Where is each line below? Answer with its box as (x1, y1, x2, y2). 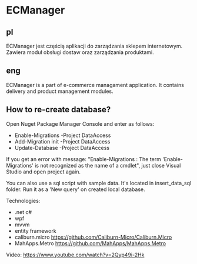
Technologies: (6, 197, 41, 204)
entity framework (14, 227, 57, 234)
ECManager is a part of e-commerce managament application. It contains (6, 81, 184, 88)
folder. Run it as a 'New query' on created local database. (6, 186, 145, 193)
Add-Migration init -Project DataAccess (14, 138, 111, 145)
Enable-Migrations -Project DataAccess (14, 132, 111, 139)
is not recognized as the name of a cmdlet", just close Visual (34, 162, 181, 169)
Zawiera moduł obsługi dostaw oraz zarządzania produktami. (6, 49, 154, 56)
